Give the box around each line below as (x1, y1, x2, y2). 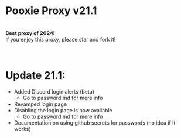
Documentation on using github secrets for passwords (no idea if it (13, 119, 176, 126)
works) (13, 125, 32, 132)
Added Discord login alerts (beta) (13, 88, 95, 95)
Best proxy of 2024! (5, 29, 55, 36)
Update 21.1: (5, 69, 66, 82)
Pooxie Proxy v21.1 (5, 4, 97, 18)
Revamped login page (13, 101, 67, 108)
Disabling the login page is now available (13, 106, 112, 113)
